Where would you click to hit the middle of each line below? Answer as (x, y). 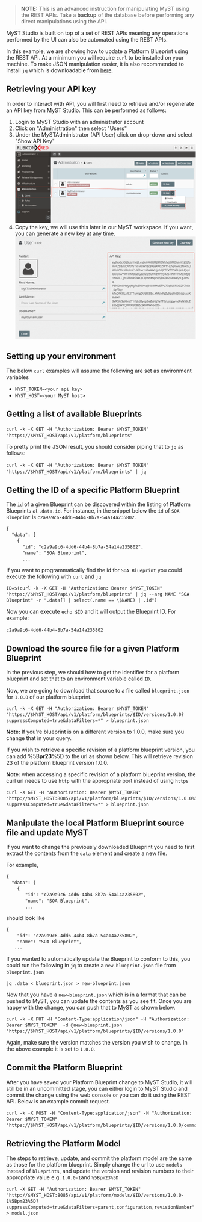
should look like (26, 918)
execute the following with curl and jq (54, 576)
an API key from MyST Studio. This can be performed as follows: (86, 110)
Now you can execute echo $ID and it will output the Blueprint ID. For (91, 612)
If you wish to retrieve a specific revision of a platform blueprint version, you (101, 750)
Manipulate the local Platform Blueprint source (95, 823)
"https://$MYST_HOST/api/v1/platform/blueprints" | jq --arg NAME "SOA (98, 594)
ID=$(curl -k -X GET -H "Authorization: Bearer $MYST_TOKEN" (84, 588)
